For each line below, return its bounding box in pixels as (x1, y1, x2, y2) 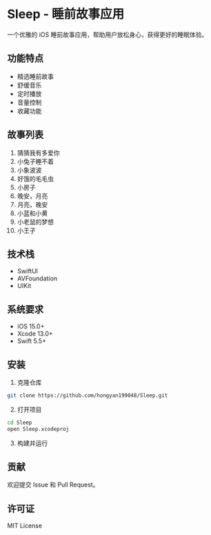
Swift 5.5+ (17, 337, 47, 345)
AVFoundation (17, 274, 57, 283)
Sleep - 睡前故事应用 (7, 6, 125, 22)
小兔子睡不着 (17, 157, 54, 166)
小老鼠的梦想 (17, 217, 54, 226)
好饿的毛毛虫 (17, 174, 54, 183)
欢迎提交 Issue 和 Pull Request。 (7, 480, 99, 489)
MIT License (7, 522, 43, 530)
